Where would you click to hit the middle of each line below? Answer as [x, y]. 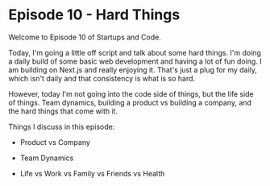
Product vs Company [55, 142]
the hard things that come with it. [63, 111]
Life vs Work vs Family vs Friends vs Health [92, 173]
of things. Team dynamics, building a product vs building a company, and [130, 102]
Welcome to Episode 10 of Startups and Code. [85, 37]
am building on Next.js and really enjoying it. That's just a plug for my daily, [133, 69]
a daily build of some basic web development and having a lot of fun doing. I [135, 61]
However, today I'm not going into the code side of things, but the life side [131, 93]
